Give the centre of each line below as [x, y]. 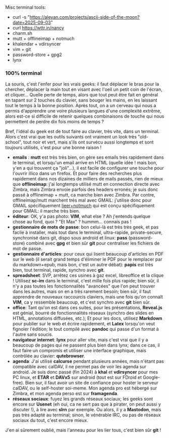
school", [14, 142]
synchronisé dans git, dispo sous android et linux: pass [70, 238]
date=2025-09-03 [32, 22]
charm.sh [22, 33]
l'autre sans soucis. [33, 334]
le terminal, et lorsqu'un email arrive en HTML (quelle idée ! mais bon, [85, 163]
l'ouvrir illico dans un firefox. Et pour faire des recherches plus [77, 173]
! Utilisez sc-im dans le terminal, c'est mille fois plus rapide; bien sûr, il [86, 281]
